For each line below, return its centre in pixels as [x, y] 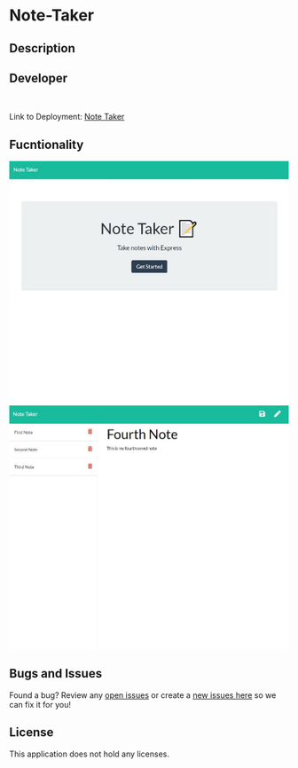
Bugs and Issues [56, 674]
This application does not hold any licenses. [90, 754]
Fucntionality [47, 144]
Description [42, 48]
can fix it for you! [40, 704]
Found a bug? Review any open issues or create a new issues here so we [143, 695]
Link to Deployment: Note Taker [67, 117]
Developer [39, 78]
